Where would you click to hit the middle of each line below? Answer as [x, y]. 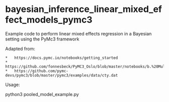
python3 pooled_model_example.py [42, 94]
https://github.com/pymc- [41, 71]
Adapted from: [20, 48]
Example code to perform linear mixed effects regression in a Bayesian [78, 33]
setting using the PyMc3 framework [42, 39]
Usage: [13, 84]
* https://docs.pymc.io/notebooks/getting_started [62, 58]
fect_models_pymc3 [49, 20]
